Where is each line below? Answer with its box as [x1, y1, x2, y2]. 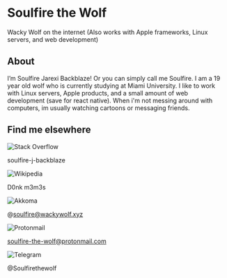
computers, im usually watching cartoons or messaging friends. [7, 103, 190, 112]
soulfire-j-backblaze [7, 155, 66, 164]
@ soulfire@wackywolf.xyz [7, 210, 84, 218]
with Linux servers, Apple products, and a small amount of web [7, 88, 189, 97]
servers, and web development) [7, 35, 99, 43]
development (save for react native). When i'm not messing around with [7, 96, 213, 105]
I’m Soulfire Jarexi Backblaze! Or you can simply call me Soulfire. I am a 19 [7, 74, 221, 82]
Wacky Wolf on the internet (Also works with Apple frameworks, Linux [7, 28, 208, 36]
